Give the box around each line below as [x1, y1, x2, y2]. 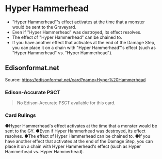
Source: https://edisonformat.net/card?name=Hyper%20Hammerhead [5, 77, 146, 82]
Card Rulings [5, 112, 36, 119]
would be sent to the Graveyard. [12, 24, 77, 30]
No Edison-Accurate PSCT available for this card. [16, 100, 115, 106]
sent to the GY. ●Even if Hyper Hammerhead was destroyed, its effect [5, 128, 146, 134]
